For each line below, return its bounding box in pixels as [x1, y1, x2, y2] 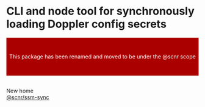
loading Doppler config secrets [6, 17, 167, 31]
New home [6, 87, 34, 94]
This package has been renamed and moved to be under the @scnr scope [9, 53, 196, 60]
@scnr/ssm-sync [6, 93, 50, 101]
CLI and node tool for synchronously [6, 4, 195, 18]
